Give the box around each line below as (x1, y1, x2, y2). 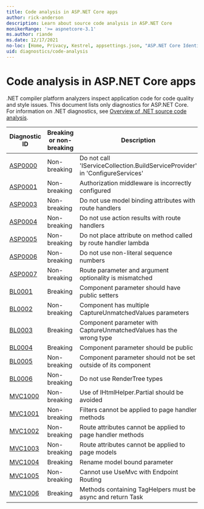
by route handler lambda (80, 238, 149, 247)
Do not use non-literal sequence (80, 248, 173, 257)
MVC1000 (9, 392, 39, 400)
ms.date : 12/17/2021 (6, 37, 59, 43)
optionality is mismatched (80, 274, 153, 282)
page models (80, 448, 117, 456)
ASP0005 (9, 235, 38, 243)
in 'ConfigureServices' (80, 169, 144, 177)
